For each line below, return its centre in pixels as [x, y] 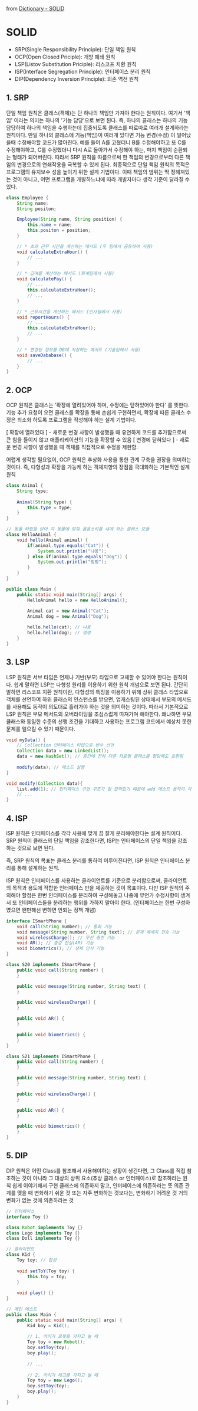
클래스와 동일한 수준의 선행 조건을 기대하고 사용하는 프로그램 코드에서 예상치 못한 [99, 721]
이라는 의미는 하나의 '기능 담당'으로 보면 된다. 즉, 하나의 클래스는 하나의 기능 [101, 120]
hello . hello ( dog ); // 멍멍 [59, 633]
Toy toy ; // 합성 [37, 1260]
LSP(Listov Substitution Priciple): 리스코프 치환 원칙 [75, 64]
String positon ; [37, 209]
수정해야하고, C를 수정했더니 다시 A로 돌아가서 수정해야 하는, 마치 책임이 [89, 149]
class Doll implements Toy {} [43, 1239]
